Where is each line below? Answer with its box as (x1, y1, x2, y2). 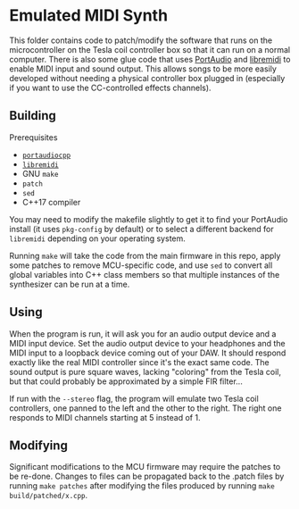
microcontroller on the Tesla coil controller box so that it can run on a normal (9, 44, 291, 54)
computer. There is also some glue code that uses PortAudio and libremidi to (9, 54, 291, 64)
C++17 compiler (21, 196, 81, 207)
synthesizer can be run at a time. (9, 279, 130, 289)
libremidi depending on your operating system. (9, 233, 186, 244)
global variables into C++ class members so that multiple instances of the (9, 269, 280, 280)
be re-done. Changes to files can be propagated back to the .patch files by (9, 471, 285, 482)
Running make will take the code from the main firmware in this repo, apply (9, 250, 281, 261)
